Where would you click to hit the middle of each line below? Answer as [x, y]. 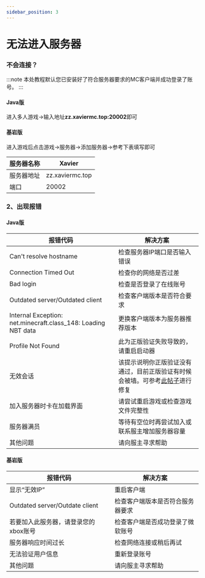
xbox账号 [23, 531]
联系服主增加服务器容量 [152, 431]
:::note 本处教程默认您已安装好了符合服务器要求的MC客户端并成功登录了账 [100, 80]
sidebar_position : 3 [33, 12]
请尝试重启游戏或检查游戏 [155, 401]
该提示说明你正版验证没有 [155, 362]
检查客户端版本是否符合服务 [154, 501]
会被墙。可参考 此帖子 [149, 380]
